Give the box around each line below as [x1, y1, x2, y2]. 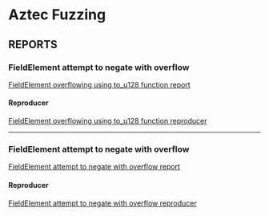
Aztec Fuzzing [8, 6, 106, 24]
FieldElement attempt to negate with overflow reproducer [8, 198, 198, 208]
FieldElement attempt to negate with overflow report [8, 162, 180, 172]
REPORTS [8, 38, 58, 51]
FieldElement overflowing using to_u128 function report [8, 79, 191, 89]
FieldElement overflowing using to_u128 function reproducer [8, 116, 207, 126]
